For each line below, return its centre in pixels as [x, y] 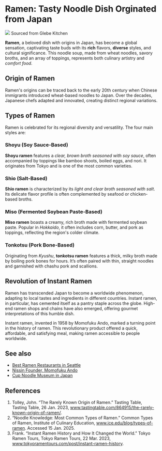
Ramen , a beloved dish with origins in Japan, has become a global [71, 43]
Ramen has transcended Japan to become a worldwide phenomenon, [74, 293]
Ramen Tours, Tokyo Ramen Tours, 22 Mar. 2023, [61, 438]
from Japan [29, 19]
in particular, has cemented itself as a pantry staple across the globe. [74, 303]
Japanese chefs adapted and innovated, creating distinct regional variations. [81, 100]
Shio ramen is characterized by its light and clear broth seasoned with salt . [80, 189]
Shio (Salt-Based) [26, 178]
